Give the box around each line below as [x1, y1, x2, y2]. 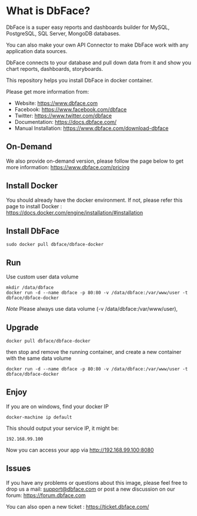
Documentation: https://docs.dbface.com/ [14, 118, 117, 125]
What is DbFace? [6, 4, 91, 18]
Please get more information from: [6, 88, 89, 95]
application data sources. [6, 47, 68, 54]
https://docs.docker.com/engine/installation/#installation [6, 209, 143, 216]
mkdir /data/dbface [6, 285, 54, 291]
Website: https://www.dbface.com [14, 99, 98, 107]
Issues [6, 464, 31, 474]
